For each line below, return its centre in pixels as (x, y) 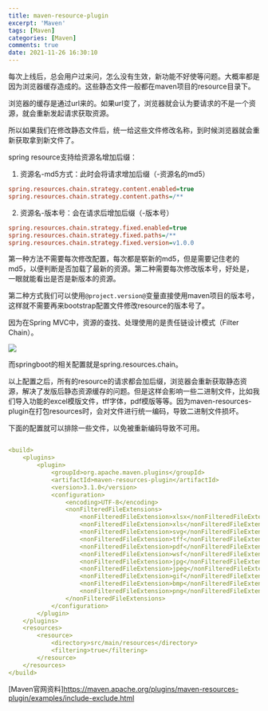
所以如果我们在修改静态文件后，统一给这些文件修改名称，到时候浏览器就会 (130, 130)
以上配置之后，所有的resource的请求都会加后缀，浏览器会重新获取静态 (124, 381)
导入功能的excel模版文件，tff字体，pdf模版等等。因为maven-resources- (133, 401)
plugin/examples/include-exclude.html (71, 697)
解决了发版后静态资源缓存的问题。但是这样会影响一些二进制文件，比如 (137, 391)
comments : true (33, 45)
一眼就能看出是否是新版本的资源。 (64, 279)
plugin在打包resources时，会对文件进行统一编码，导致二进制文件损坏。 (126, 411)
